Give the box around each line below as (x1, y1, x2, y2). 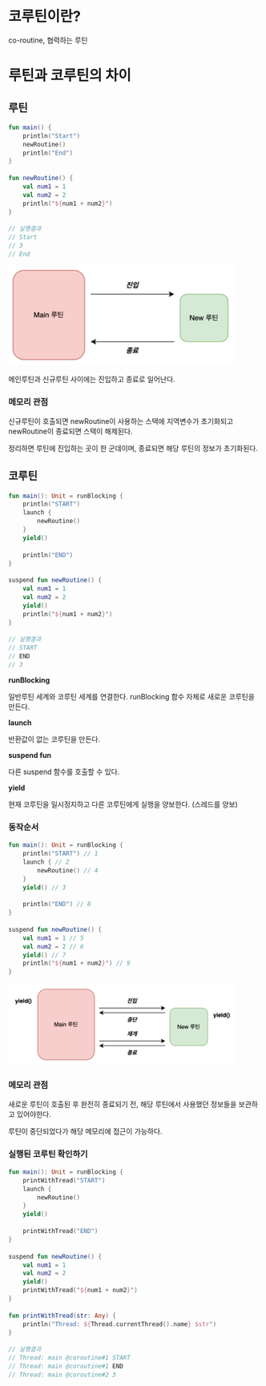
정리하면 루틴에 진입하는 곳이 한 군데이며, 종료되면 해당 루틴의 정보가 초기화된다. (8, 443, 259, 453)
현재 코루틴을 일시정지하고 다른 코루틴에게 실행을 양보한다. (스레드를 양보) (8, 799, 238, 809)
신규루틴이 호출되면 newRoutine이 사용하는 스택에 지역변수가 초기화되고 (8, 416, 234, 425)
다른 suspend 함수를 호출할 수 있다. (8, 767, 120, 776)
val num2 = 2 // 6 (22, 942, 84, 950)
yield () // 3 (22, 883, 66, 892)
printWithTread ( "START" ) (22, 1176, 106, 1184)
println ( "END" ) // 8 (22, 900, 91, 909)
